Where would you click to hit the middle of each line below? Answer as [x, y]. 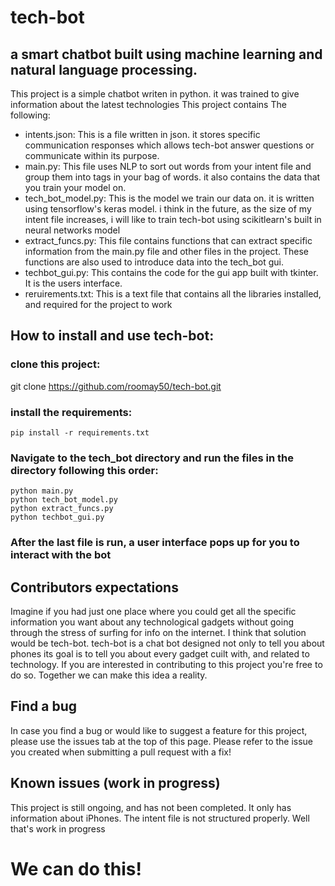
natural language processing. [104, 69]
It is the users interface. [73, 283]
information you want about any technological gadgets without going [152, 622]
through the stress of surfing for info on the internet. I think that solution [158, 633]
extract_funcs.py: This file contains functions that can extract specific [168, 240]
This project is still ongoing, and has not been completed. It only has [151, 807]
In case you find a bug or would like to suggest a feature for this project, [159, 730]
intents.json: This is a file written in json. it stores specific [142, 134]
